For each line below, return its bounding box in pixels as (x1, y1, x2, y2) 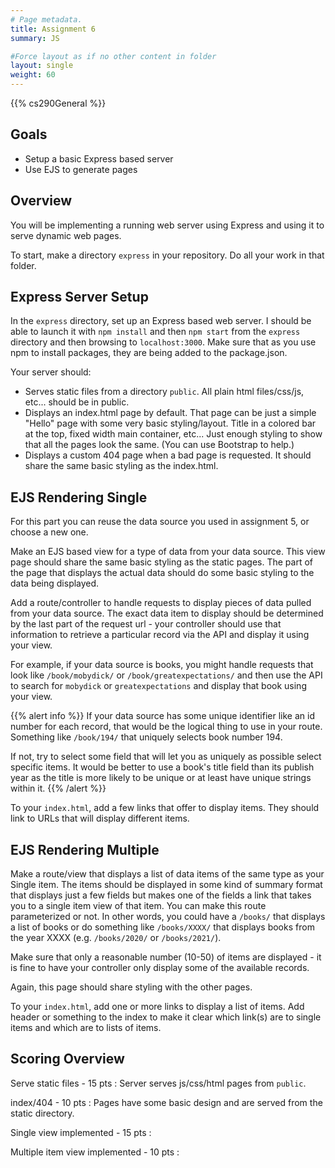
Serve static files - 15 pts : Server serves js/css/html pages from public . (10, 1077, 307, 1089)
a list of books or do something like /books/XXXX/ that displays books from (10, 921, 315, 933)
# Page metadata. (10, 14, 83, 25)
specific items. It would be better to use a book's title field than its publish (10, 761, 315, 773)
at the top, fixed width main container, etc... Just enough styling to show (24, 428, 323, 440)
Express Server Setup (10, 289, 149, 306)
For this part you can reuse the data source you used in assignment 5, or (10, 516, 310, 528)
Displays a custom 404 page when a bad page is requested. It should (24, 449, 312, 461)
